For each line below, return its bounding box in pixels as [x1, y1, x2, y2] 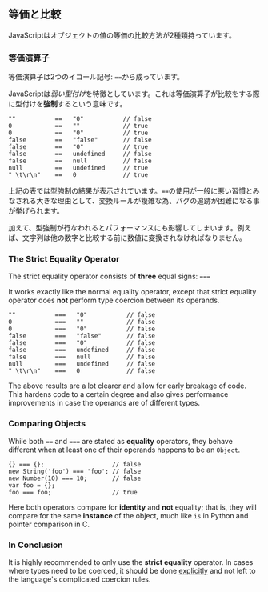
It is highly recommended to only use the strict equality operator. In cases [8, 558, 254, 566]
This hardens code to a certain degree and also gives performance [8, 390, 229, 399]
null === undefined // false [8, 360, 156, 368]
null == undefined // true [8, 164, 149, 172]
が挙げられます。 [8, 206, 64, 216]
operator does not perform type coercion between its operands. [8, 295, 220, 306]
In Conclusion [8, 539, 64, 550]
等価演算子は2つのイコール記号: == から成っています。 [8, 72, 184, 82]
